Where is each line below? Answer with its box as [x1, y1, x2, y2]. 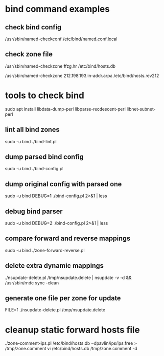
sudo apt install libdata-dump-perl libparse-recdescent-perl [5, 106, 126, 112]
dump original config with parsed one [5, 180, 122, 188]
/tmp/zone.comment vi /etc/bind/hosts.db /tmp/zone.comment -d [5, 346, 138, 352]
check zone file [5, 50, 53, 58]
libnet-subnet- [126, 106, 156, 112]
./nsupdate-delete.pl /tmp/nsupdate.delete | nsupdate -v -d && [5, 275, 132, 280]
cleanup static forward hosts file [5, 324, 140, 335]
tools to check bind [5, 90, 85, 101]
